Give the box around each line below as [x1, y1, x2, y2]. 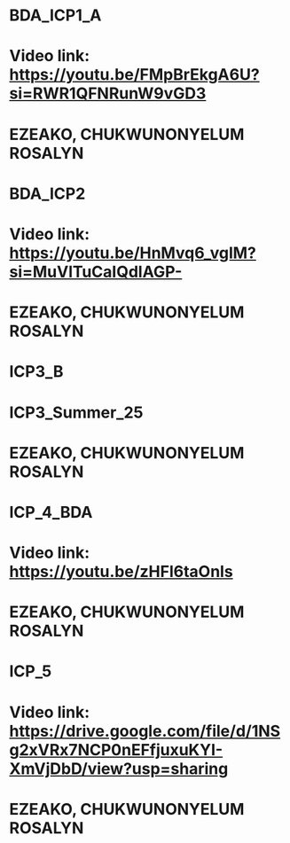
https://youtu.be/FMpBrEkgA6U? [9, 65, 260, 85]
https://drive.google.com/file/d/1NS [9, 721, 281, 741]
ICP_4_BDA [9, 502, 93, 522]
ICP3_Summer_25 [9, 402, 144, 422]
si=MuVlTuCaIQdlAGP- [9, 261, 183, 282]
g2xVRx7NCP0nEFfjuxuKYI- [9, 739, 223, 760]
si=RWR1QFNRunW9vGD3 [9, 83, 207, 104]
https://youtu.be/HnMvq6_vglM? [9, 243, 257, 262]
